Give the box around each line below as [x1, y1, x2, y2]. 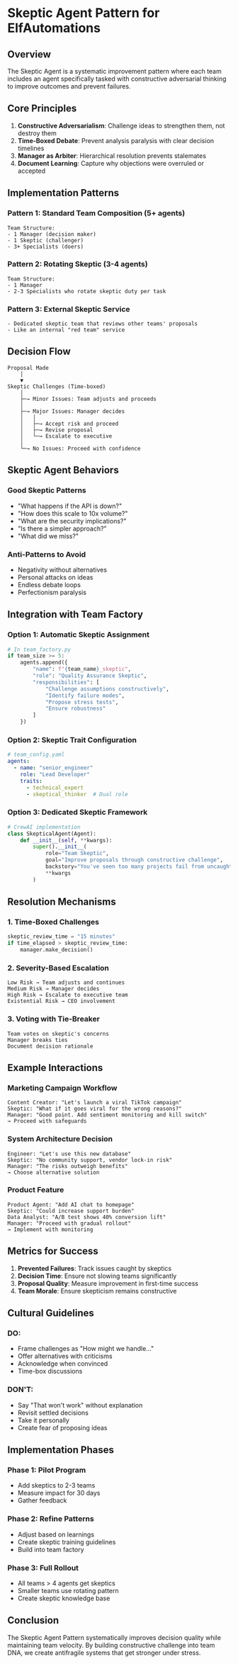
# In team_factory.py [7, 646, 72, 653]
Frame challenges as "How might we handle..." [17, 1345, 154, 1353]
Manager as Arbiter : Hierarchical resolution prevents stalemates [17, 151, 207, 160]
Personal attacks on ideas [17, 572, 93, 582]
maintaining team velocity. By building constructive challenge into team [7, 1641, 215, 1649]
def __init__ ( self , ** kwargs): [20, 837, 113, 844]
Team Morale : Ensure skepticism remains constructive [17, 1286, 177, 1295]
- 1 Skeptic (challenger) [7, 237, 84, 244]
